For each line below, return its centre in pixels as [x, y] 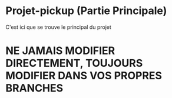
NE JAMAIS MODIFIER [60, 51]
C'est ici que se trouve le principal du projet [58, 27]
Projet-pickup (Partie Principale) [86, 11]
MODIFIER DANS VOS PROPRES [84, 76]
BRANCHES [34, 88]
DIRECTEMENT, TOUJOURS [74, 63]
